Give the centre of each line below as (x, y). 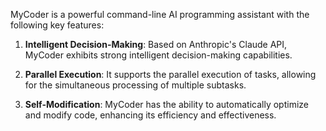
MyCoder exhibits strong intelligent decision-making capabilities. (158, 55)
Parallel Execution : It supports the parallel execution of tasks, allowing (170, 74)
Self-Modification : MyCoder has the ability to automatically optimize (166, 104)
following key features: (57, 25)
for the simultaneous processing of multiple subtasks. (135, 85)
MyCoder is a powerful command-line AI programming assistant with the (160, 14)
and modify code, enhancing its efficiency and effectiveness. (150, 115)
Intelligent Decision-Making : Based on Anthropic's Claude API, (156, 44)
